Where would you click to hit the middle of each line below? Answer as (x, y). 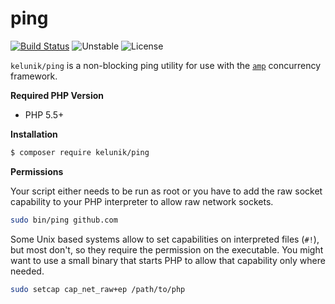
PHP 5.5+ (44, 114)
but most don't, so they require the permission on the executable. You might (167, 249)
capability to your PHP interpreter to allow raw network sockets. (142, 201)
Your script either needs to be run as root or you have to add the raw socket (166, 191)
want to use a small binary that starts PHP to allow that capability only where (168, 260)
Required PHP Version (57, 95)
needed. (27, 271)
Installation (34, 134)
